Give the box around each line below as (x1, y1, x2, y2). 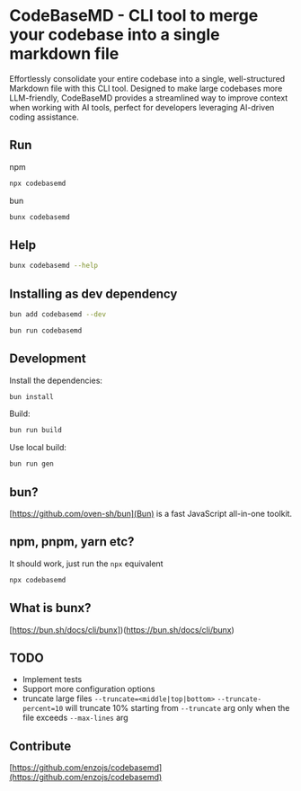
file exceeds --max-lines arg (22, 712, 128, 724)
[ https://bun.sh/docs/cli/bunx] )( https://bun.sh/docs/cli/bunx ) (9, 624, 235, 635)
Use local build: (9, 442, 67, 453)
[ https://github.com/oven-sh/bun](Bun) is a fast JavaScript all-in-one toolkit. (9, 509, 293, 519)
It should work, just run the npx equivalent (9, 558, 164, 569)
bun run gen (9, 459, 54, 468)
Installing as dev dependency (9, 286, 178, 301)
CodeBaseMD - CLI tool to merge (9, 5, 259, 26)
